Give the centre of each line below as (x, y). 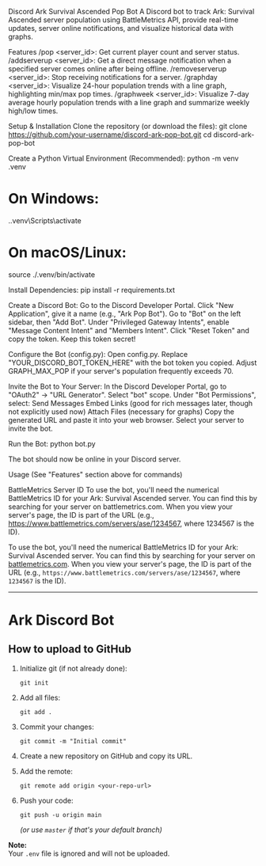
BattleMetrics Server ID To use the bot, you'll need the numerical (114, 489)
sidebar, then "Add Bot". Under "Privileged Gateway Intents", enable (119, 322)
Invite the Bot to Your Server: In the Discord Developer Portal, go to (118, 386)
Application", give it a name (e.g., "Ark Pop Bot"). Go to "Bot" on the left (125, 313)
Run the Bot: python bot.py (52, 443)
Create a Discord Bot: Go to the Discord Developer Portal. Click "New (121, 305)
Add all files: (40, 697)
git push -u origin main (61, 815)
